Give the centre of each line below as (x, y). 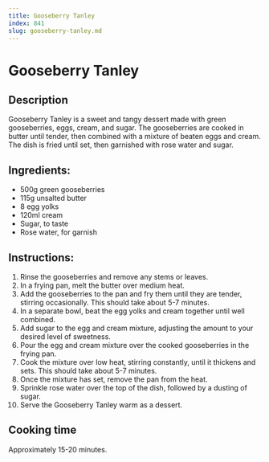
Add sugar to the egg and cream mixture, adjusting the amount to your (137, 328)
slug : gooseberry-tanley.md (55, 31)
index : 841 (26, 23)
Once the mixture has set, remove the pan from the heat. (114, 379)
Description (38, 100)
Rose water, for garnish (59, 232)
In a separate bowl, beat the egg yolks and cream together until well (132, 311)
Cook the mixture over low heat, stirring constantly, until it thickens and (138, 362)
